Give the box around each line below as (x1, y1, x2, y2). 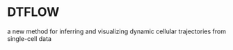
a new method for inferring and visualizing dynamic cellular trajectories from (7, 27, 226, 35)
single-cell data (7, 34, 52, 42)
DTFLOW (7, 4, 60, 20)
